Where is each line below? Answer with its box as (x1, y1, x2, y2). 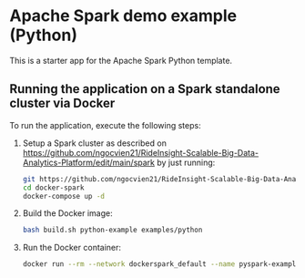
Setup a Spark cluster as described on (22, 138, 167, 149)
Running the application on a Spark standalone (9, 81, 280, 97)
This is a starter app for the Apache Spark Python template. (9, 55, 233, 66)
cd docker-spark (22, 183, 85, 192)
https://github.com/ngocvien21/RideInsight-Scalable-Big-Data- (22, 147, 259, 158)
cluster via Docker (9, 96, 116, 111)
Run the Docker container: (22, 242, 121, 253)
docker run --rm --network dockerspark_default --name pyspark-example (22, 260, 300, 269)
